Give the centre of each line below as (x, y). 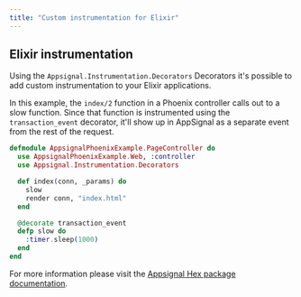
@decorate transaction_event (72, 223)
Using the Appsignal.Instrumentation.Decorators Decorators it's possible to (151, 76)
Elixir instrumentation (71, 55)
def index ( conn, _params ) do (72, 181)
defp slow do (42, 231)
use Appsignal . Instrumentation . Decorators (98, 165)
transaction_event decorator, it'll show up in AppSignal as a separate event (150, 122)
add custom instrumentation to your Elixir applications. (110, 86)
